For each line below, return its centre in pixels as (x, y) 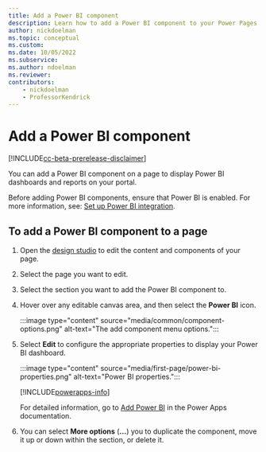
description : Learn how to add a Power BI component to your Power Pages (133, 23)
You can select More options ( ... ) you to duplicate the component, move (138, 431)
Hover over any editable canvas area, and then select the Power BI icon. (138, 305)
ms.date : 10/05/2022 (42, 53)
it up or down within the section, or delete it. (92, 440)
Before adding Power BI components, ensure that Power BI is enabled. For (129, 198)
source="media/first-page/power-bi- (161, 368)
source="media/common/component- (162, 320)
